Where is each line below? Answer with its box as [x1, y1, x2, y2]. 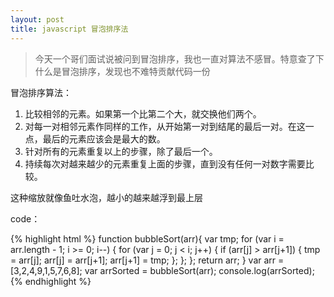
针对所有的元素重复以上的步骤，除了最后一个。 [24, 145, 218, 157]
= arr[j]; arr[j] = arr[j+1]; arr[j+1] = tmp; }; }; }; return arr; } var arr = [10, 254, 285, 266]
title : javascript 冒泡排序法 [10, 24, 129, 34]
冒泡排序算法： [10, 86, 72, 98]
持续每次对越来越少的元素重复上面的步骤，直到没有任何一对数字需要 [24, 157, 306, 170]
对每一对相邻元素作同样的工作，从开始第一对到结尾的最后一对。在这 [24, 120, 306, 132]
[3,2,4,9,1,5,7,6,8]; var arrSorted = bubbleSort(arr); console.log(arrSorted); [10, 264, 315, 276]
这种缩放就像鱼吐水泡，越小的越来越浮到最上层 [10, 191, 203, 203]
